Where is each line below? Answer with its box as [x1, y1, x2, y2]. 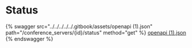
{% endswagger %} [5, 35, 53, 42]
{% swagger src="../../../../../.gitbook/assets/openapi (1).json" [5, 23, 153, 30]
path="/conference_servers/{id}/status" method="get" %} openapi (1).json [5, 29, 186, 36]
